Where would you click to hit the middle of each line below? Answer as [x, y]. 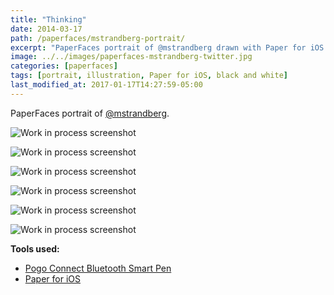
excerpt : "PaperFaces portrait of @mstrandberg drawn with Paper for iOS [167, 47]
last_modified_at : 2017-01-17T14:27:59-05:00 [106, 85]
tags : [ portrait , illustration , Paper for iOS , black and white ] [149, 76]
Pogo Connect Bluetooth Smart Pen [98, 268]
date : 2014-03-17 [46, 29]
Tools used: [35, 248]
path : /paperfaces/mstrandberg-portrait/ [98, 38]
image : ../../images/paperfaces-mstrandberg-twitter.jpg [131, 57]
